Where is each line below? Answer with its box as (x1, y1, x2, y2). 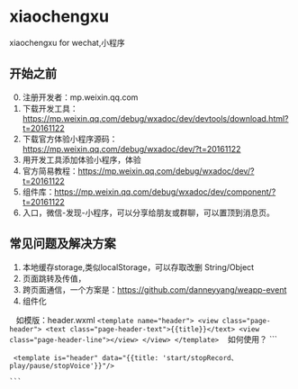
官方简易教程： (22, 165, 78, 176)
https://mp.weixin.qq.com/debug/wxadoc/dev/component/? (53, 186, 276, 197)
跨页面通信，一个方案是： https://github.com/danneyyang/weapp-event (22, 284, 287, 294)
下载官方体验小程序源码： (22, 133, 118, 144)
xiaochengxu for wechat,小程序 (9, 37, 125, 48)
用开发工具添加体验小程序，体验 (22, 154, 141, 165)
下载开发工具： (22, 103, 78, 113)
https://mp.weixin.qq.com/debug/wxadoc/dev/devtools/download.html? (22, 113, 290, 123)
